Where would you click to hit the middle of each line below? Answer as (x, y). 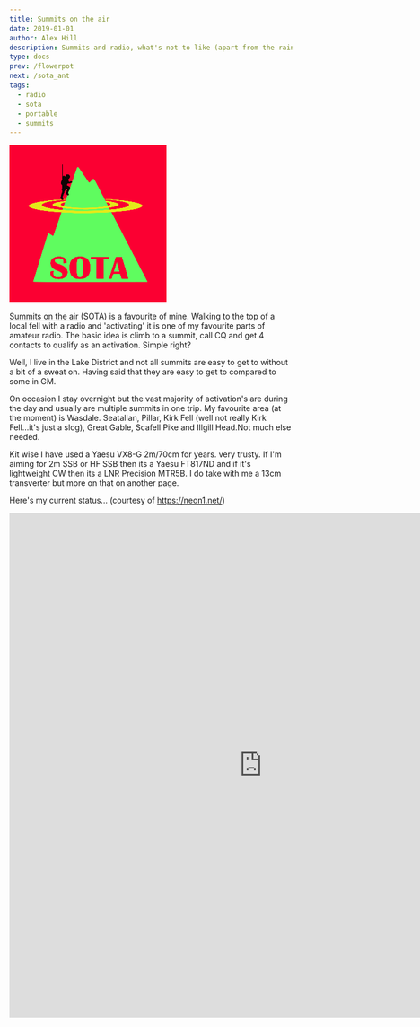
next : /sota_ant (39, 76)
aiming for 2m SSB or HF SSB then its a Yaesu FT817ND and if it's (130, 464)
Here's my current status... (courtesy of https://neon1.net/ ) (118, 500)
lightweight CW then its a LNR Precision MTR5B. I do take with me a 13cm (145, 474)
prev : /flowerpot (42, 66)
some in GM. (33, 382)
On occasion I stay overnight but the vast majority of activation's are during (149, 399)
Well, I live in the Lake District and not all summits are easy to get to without (149, 363)
